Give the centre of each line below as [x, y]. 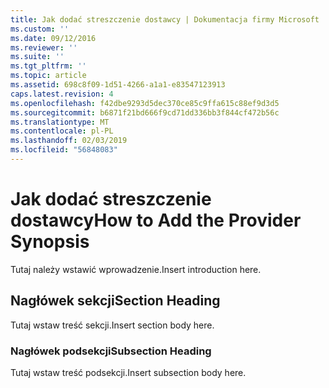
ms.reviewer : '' [44, 47]
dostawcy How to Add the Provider [156, 220]
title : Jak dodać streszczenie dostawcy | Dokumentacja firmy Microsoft [165, 19]
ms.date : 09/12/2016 [53, 38]
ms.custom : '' [40, 29]
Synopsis [50, 242]
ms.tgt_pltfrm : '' [48, 66]
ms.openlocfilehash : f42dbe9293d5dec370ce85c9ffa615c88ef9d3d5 [145, 103]
